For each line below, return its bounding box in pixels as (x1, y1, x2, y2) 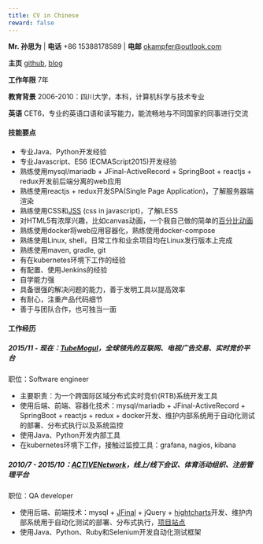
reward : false (8, 19, 55, 27)
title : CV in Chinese (8, 11, 80, 20)
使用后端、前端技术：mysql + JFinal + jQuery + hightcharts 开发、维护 (19, 508, 246, 517)
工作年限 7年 (8, 75, 49, 84)
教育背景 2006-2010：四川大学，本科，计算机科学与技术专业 (8, 91, 205, 101)
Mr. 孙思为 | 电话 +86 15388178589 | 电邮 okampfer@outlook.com (8, 41, 222, 51)
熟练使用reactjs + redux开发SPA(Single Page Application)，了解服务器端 (19, 186, 254, 195)
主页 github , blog (8, 58, 63, 68)
